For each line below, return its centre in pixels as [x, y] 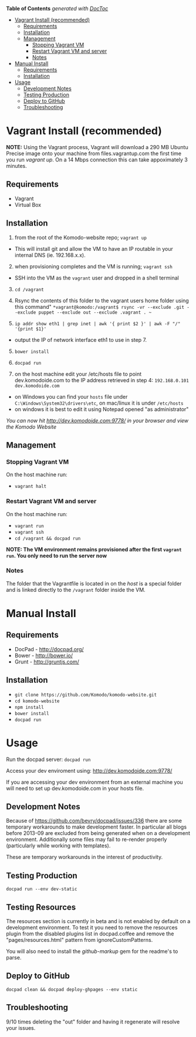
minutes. [17, 166]
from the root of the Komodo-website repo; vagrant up [80, 237]
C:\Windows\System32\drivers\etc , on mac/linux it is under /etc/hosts [99, 403]
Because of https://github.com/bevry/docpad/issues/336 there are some [94, 821]
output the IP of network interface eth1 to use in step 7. [81, 339]
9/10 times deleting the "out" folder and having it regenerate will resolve [93, 1022]
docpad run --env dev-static [42, 889]
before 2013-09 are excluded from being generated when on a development [98, 833]
